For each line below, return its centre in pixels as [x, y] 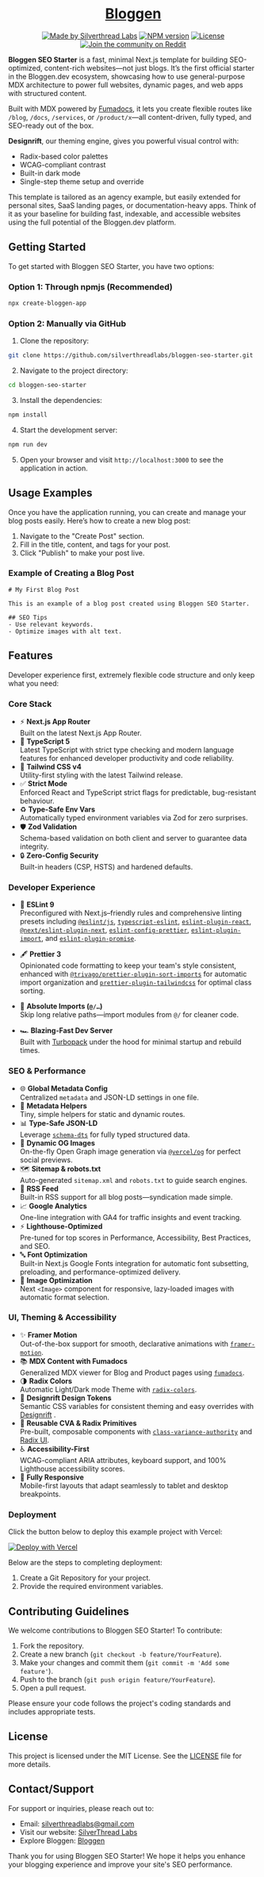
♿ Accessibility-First [54, 1449]
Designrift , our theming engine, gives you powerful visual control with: [124, 140]
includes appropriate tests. [52, 1711]
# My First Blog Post [44, 589]
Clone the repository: [54, 341]
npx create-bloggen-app [48, 303]
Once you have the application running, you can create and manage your [127, 512]
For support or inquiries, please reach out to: [81, 1808]
